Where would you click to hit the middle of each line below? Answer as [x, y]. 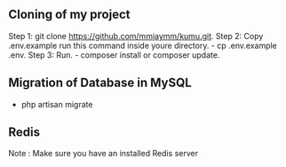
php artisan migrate [57, 104]
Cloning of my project [69, 15]
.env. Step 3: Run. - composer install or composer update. [114, 55]
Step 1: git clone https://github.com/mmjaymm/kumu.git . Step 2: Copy [136, 36]
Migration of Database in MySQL [100, 83]
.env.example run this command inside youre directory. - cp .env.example [143, 45]
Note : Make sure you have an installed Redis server [103, 154]
